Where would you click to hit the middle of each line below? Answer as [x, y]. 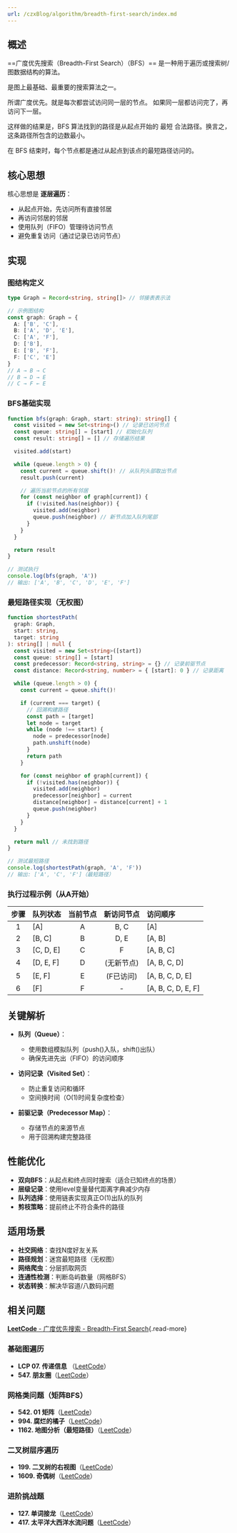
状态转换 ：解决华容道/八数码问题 [66, 1285]
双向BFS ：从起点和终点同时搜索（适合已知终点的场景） [99, 1180]
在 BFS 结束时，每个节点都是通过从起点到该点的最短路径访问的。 [103, 151]
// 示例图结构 [26, 311]
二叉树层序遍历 [33, 1450]
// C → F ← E [27, 384]
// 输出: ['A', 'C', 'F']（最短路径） [61, 875]
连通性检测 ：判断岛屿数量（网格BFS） [74, 1277]
